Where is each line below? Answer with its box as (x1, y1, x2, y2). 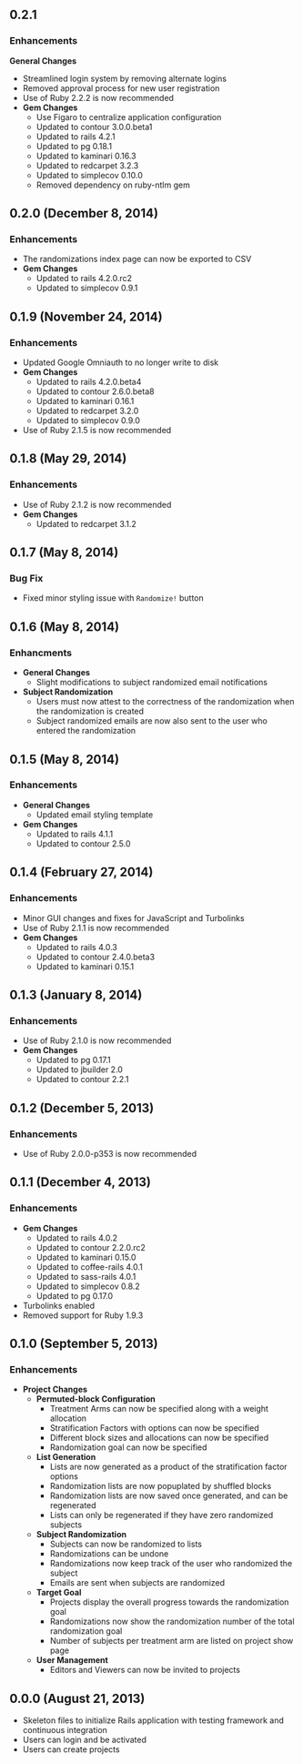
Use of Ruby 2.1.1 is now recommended (22, 922, 170, 933)
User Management (35, 1655, 109, 1666)
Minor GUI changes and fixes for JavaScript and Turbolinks (22, 912, 245, 923)
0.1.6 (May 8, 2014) (9, 619, 120, 634)
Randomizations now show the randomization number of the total (49, 1616, 295, 1627)
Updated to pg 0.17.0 (35, 1290, 114, 1301)
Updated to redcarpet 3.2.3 (35, 159, 139, 171)
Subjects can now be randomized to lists (49, 1538, 203, 1550)
